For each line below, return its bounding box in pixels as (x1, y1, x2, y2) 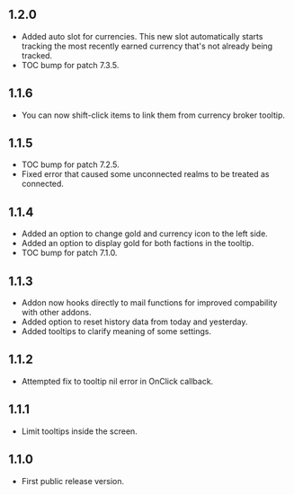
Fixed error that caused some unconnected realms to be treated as (21, 169, 270, 180)
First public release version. (21, 475, 125, 486)
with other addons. (21, 307, 92, 318)
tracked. (21, 49, 53, 61)
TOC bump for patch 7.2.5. (21, 159, 120, 170)
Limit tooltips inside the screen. (21, 426, 138, 437)
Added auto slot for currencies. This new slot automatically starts (21, 31, 263, 41)
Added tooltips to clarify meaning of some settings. (21, 326, 212, 337)
